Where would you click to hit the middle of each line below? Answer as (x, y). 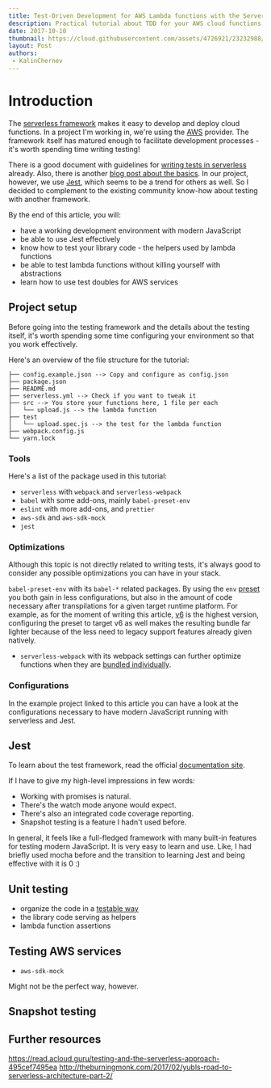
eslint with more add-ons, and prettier (87, 508)
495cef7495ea (33, 1067)
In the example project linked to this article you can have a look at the (123, 703)
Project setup (43, 308)
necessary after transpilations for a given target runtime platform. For (123, 606)
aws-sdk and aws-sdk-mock (63, 517)
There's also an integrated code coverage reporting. (107, 814)
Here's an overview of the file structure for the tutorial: (99, 360)
